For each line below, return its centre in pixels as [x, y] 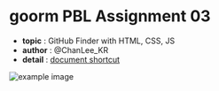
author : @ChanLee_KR [65, 49]
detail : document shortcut [71, 59]
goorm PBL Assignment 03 [110, 16]
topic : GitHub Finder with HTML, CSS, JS [98, 41]
